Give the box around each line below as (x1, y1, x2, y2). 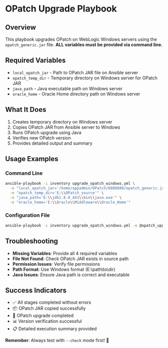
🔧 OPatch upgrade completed (12, 312, 74, 319)
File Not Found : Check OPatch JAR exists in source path (12, 256, 129, 262)
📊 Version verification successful (12, 318, 82, 324)
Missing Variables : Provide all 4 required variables (12, 250, 117, 256)
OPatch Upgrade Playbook (5, 3, 117, 15)
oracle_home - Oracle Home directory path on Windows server (12, 91, 140, 97)
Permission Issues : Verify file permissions (12, 261, 100, 267)
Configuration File (5, 211, 50, 218)
